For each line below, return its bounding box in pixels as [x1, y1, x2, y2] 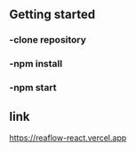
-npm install [9, 58, 63, 70]
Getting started [9, 7, 96, 22]
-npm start [9, 82, 57, 94]
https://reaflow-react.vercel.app [9, 132, 127, 143]
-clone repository [9, 34, 87, 46]
